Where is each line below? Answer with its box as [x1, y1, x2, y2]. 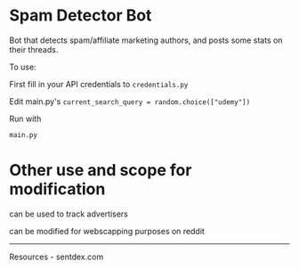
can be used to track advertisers [9, 208, 129, 219]
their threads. [9, 44, 59, 54]
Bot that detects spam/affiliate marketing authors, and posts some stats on [9, 35, 283, 45]
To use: [9, 61, 37, 72]
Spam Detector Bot [9, 5, 152, 26]
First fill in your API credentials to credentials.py [9, 78, 189, 89]
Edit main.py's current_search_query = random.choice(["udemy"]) [9, 95, 251, 107]
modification [9, 179, 106, 200]
